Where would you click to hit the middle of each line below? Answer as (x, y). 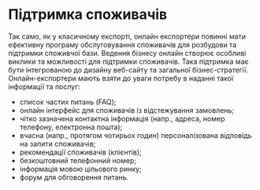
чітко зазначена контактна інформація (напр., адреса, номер (122, 118)
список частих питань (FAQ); (68, 102)
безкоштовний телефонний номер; (78, 160)
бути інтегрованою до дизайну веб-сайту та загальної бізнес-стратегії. (128, 69)
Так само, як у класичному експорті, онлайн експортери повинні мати (127, 36)
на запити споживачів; (58, 143)
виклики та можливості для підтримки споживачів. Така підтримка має (129, 61)
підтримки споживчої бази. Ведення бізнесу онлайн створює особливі (127, 53)
